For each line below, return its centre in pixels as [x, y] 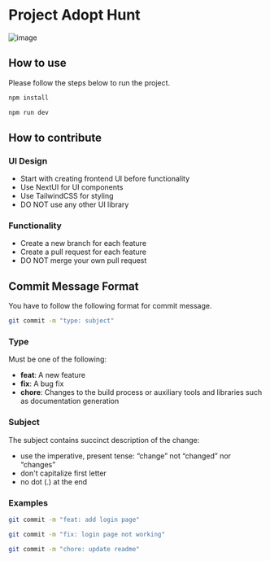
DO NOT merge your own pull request [83, 261]
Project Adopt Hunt [74, 15]
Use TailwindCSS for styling [67, 196]
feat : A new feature [52, 375]
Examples [28, 502]
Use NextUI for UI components [72, 187]
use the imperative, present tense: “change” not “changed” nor [126, 456]
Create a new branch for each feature [83, 243]
